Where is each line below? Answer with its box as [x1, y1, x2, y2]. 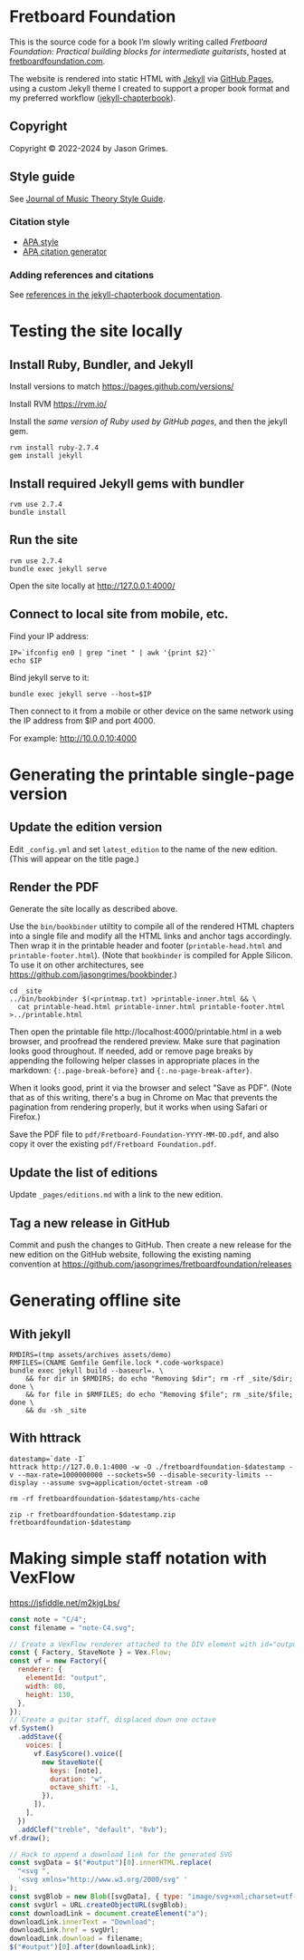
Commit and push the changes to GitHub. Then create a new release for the [9, 1239, 292, 1250]
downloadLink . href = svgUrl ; [9, 1926, 119, 1935]
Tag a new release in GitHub [9, 1215, 170, 1230]
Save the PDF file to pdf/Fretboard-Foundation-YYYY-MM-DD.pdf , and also [9, 1129, 280, 1140]
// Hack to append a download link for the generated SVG [9, 1849, 233, 1859]
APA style [22, 236, 59, 247]
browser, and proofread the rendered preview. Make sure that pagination [9, 1036, 280, 1047]
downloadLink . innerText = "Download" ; [9, 1917, 156, 1926]
